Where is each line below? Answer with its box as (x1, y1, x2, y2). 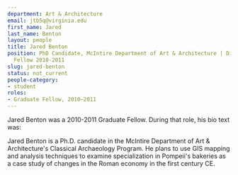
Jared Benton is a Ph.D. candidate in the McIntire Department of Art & (7, 137, 210, 145)
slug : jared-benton (7, 63, 65, 70)
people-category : (7, 76, 59, 84)
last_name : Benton (7, 30, 62, 38)
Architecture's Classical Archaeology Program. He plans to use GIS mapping (7, 145, 230, 152)
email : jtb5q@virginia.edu (7, 17, 87, 24)
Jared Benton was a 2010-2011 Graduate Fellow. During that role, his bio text (7, 115, 230, 124)
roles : (7, 89, 27, 96)
